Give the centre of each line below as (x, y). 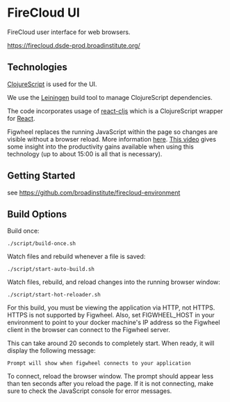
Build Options (37, 214)
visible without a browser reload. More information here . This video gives (112, 139)
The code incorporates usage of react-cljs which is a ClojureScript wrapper (115, 111)
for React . (21, 118)
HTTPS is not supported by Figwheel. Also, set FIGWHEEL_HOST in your (111, 315)
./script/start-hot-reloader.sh (54, 295)
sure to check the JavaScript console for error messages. (90, 391)
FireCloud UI (43, 13)
